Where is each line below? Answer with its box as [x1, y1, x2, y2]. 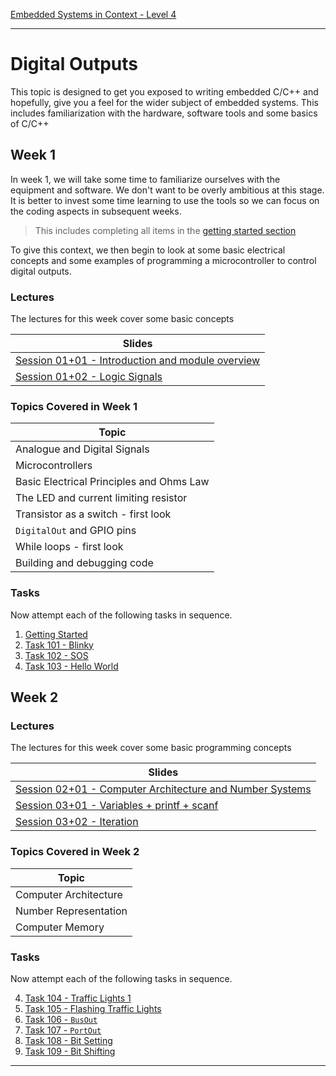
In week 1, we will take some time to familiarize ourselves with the [10, 173, 281, 185]
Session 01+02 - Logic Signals [15, 370, 163, 384]
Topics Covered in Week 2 [10, 845, 140, 859]
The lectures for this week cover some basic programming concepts [10, 742, 292, 754]
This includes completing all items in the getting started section [34, 224, 297, 236]
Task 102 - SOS [24, 649, 89, 661]
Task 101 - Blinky [24, 639, 94, 651]
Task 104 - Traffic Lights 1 [24, 992, 132, 1004]
